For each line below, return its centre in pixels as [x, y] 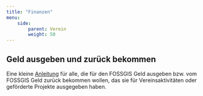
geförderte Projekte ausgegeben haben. [57, 86]
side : [24, 23]
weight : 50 [42, 35]
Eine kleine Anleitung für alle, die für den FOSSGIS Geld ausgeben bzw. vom [102, 74]
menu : [13, 18]
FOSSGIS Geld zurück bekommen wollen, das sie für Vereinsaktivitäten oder [102, 80]
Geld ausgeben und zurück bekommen [81, 59]
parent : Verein [47, 29]
